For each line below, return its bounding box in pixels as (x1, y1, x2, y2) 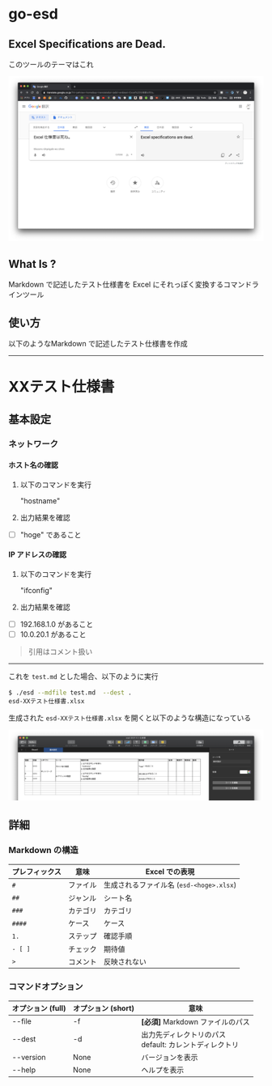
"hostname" (19, 495, 61, 506)
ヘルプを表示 (141, 1065, 185, 1075)
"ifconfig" (19, 585, 53, 595)
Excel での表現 (145, 867, 195, 876)
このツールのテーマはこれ (8, 60, 94, 69)
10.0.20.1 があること (19, 629, 87, 639)
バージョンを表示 (141, 1053, 198, 1063)
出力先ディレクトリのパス (141, 1029, 227, 1039)
